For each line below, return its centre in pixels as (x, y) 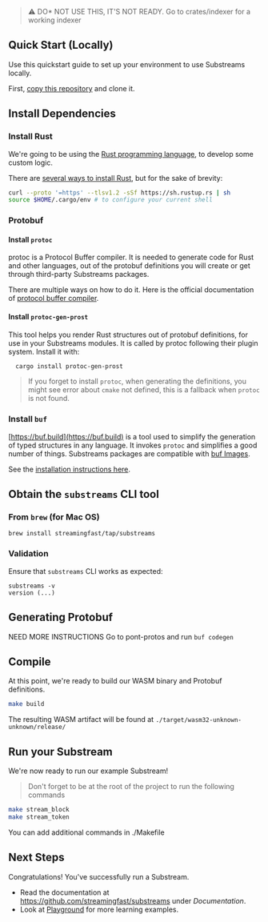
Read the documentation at (64, 892)
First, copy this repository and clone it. (72, 88)
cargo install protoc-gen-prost (70, 366)
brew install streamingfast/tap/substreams (82, 534)
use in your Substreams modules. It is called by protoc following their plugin (133, 343)
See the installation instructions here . (69, 469)
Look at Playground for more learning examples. (99, 909)
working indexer (54, 20)
